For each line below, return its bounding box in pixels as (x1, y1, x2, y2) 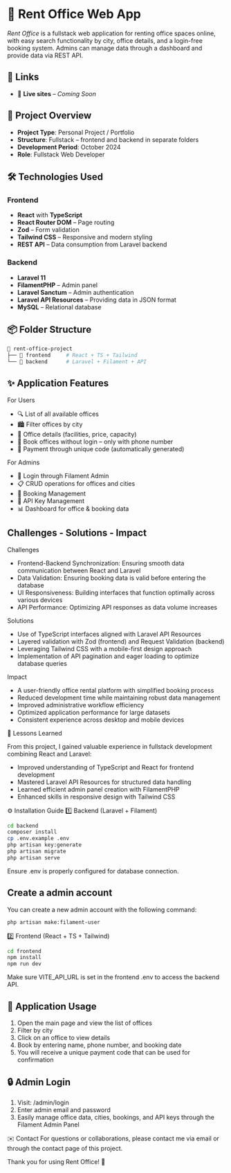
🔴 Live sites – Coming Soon (17, 89, 97, 98)
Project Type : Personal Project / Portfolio (17, 128, 135, 136)
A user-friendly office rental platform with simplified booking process (17, 686, 214, 694)
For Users (7, 396, 35, 404)
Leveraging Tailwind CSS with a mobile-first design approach (17, 644, 192, 653)
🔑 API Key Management (17, 496, 85, 504)
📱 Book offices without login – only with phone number (17, 437, 174, 446)
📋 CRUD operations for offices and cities (17, 479, 136, 487)
